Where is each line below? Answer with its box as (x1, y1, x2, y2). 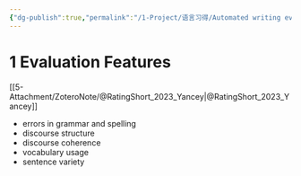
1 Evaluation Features (9, 51, 172, 72)
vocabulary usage (21, 146, 90, 157)
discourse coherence (21, 136, 101, 148)
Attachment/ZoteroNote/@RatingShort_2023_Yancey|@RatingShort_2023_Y (9, 91, 289, 101)
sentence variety (21, 156, 85, 167)
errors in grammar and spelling (21, 118, 137, 128)
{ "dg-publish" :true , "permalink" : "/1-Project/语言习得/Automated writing (9, 13, 281, 22)
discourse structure (21, 128, 96, 138)
